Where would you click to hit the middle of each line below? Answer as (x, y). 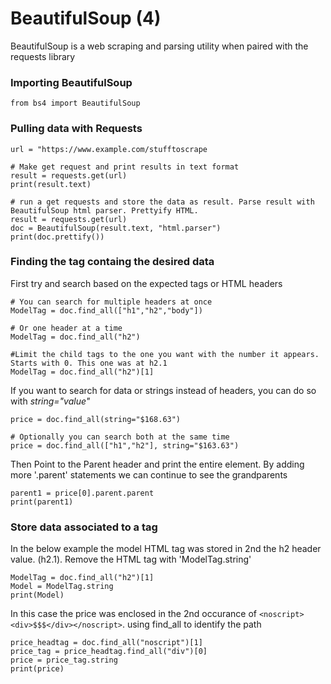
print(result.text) (51, 184)
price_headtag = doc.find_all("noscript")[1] (106, 643)
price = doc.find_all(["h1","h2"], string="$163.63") (125, 445)
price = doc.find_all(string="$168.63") (96, 419)
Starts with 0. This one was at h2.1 (89, 363)
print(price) (37, 669)
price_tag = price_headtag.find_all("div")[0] (109, 652)
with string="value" (50, 401)
